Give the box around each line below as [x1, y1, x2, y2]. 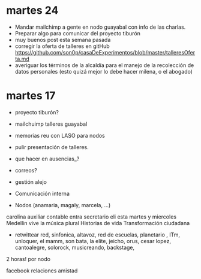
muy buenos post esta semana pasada [14, 36, 111, 43]
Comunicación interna [14, 190, 70, 197]
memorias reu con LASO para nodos [14, 132, 105, 139]
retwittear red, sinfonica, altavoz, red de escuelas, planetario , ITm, [14, 231, 181, 238]
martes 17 [6, 89, 56, 102]
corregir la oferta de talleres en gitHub [14, 43, 110, 50]
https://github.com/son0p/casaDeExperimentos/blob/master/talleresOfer [14, 48, 196, 56]
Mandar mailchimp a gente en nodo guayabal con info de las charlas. [14, 23, 186, 31]
